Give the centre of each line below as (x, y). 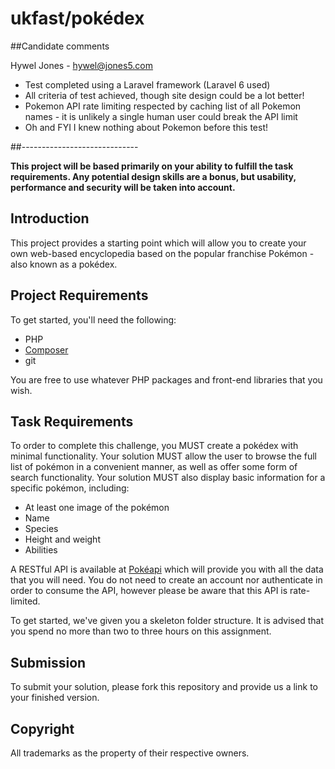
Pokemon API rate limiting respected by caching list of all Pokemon (163, 106)
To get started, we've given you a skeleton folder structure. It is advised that (167, 621)
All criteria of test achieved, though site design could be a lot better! (164, 95)
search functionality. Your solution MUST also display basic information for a (168, 478)
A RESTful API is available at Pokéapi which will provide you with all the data (167, 569)
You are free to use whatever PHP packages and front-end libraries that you (166, 379)
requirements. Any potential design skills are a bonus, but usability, (153, 176)
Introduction (50, 218)
